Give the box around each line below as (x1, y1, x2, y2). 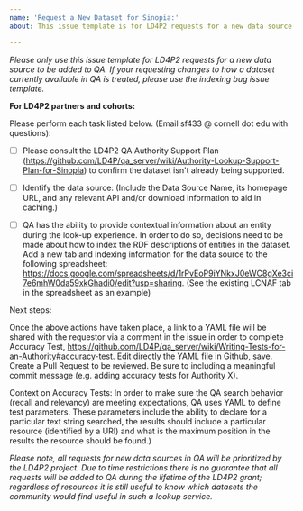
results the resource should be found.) (9, 434, 151, 446)
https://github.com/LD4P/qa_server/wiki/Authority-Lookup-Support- (25, 155, 280, 166)
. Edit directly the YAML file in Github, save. (112, 351, 273, 361)
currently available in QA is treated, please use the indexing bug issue (9, 73, 270, 84)
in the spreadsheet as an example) (22, 287, 151, 297)
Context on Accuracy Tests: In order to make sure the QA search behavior (9, 387, 284, 397)
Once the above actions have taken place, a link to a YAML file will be (9, 322, 267, 333)
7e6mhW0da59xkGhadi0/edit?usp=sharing (22, 277, 183, 288)
